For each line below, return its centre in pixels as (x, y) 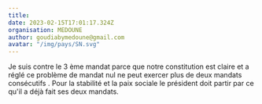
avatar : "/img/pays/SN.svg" (54, 45)
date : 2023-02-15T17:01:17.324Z (61, 23)
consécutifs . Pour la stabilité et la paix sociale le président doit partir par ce (131, 84)
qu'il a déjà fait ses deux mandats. (64, 91)
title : (19, 15)
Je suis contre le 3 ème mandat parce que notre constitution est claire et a (129, 66)
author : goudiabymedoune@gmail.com (66, 37)
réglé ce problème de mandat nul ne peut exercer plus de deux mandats (125, 75)
